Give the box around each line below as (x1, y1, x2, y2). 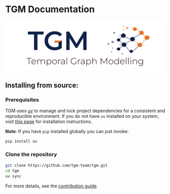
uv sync (5, 174, 22, 179)
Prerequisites (5, 96, 39, 103)
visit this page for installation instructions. (5, 118, 92, 125)
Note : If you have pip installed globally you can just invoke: (5, 128, 129, 135)
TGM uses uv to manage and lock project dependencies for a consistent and (5, 108, 165, 114)
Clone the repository (5, 151, 57, 158)
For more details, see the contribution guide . (5, 183, 98, 189)
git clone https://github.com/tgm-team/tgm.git (5, 163, 108, 168)
